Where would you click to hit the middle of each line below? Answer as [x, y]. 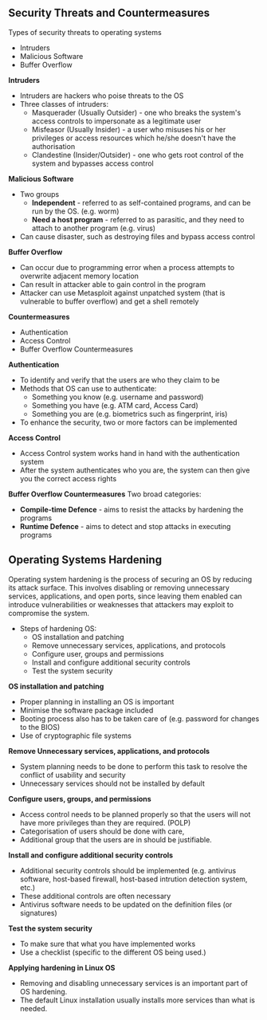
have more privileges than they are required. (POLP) [105, 822]
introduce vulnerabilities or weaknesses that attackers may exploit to [121, 604]
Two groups [39, 194]
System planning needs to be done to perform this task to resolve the [133, 766]
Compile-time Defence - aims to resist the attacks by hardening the [132, 509]
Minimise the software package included [86, 710]
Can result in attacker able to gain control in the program [112, 284]
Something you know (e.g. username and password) [118, 397]
